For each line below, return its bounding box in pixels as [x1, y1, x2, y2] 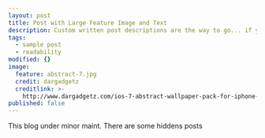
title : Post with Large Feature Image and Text [8, 19, 168, 27]
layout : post [8, 11, 51, 20]
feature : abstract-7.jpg [15, 70, 97, 78]
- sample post [15, 41, 62, 49]
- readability [15, 48, 62, 56]
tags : [8, 33, 26, 42]
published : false [8, 99, 65, 107]
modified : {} [8, 56, 51, 64]
